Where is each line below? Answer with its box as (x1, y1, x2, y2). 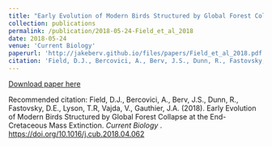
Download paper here (8, 78, 81, 89)
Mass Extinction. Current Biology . (49, 120, 163, 130)
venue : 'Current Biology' (8, 42, 96, 50)
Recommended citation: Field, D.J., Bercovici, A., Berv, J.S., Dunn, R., (8, 94, 239, 104)
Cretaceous (8, 120, 48, 130)
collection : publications (8, 19, 96, 27)
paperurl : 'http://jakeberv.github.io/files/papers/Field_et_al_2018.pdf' (8, 49, 266, 57)
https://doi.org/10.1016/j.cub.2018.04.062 (8, 128, 145, 138)
